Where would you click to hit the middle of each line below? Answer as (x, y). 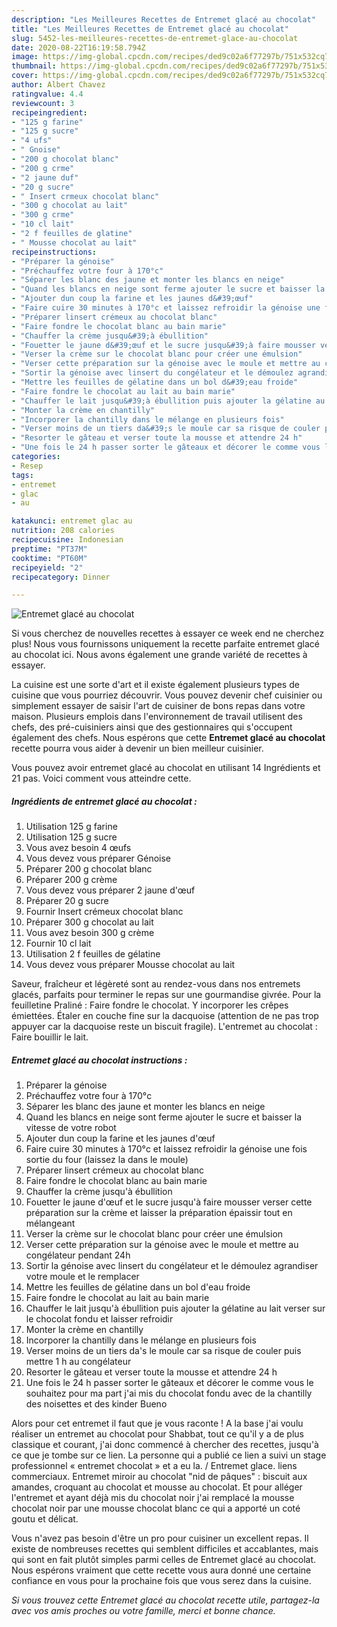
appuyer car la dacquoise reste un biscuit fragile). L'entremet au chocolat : (164, 1027)
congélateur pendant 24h (78, 1255)
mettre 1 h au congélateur (78, 1362)
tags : (22, 475)
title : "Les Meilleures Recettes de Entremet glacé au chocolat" (150, 29)
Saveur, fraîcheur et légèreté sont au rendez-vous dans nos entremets (156, 984)
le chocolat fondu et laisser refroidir (99, 1319)
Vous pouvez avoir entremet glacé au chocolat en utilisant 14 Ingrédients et (166, 768)
